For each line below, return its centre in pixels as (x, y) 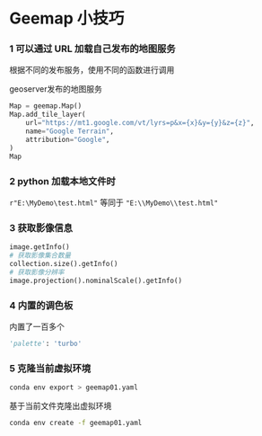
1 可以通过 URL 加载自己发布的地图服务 (93, 49)
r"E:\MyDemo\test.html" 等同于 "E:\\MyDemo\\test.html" (114, 202)
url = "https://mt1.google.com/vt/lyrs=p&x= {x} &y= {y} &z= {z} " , (140, 123)
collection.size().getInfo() (64, 263)
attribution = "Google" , (68, 139)
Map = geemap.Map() (46, 106)
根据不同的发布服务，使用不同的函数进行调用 (92, 70)
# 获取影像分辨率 (37, 272)
